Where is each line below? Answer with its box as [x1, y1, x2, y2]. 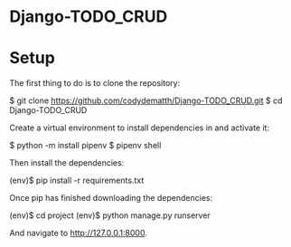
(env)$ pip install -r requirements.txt [9, 175, 145, 186]
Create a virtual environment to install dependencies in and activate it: [9, 122, 269, 133]
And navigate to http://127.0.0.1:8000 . [9, 228, 147, 239]
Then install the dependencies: [9, 157, 125, 168]
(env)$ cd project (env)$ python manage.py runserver [9, 210, 211, 221]
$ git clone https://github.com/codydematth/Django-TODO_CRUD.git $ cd [9, 95, 283, 106]
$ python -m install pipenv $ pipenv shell [9, 140, 162, 151]
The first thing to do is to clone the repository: [9, 78, 181, 89]
